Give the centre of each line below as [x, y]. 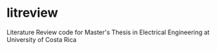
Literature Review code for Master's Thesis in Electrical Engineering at [108, 32]
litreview [32, 13]
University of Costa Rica [41, 39]
